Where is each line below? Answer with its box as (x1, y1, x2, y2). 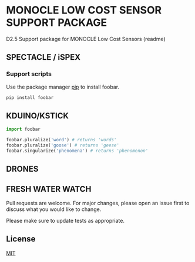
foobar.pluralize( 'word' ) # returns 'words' (6, 137, 117, 143)
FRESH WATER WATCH (6, 184, 92, 194)
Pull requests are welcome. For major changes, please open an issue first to (6, 200, 190, 207)
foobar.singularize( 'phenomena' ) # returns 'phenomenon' (6, 148, 149, 154)
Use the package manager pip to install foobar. (6, 83, 119, 90)
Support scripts (6, 70, 52, 78)
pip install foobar (6, 94, 54, 100)
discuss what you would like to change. (6, 206, 102, 213)
